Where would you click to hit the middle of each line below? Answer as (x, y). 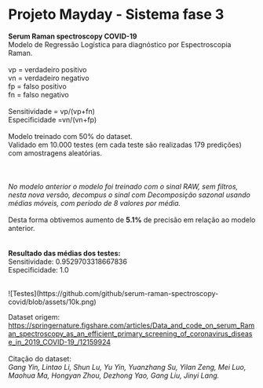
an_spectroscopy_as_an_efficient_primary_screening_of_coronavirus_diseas (130, 333)
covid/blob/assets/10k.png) (52, 302)
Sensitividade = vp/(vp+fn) (52, 111)
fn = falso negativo (38, 94)
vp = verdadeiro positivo (48, 69)
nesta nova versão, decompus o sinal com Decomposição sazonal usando (130, 195)
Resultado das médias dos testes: (64, 253)
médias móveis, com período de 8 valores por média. (95, 203)
